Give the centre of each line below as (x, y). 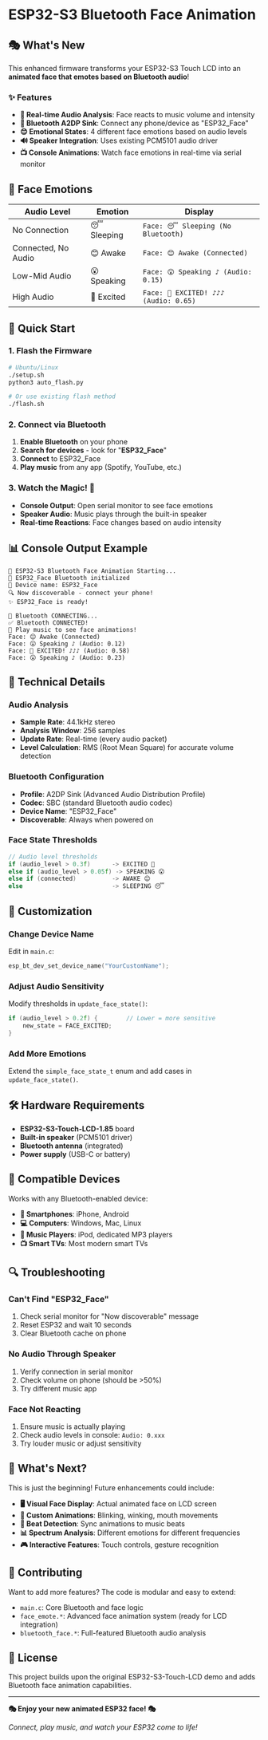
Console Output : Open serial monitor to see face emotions (116, 505)
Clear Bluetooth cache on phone (73, 1333)
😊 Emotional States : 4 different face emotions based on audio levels (133, 132)
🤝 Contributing (45, 1573)
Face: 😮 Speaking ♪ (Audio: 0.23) (67, 657)
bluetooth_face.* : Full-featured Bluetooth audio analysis (113, 1632)
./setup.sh (26, 375)
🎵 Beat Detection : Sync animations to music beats (102, 1523)
